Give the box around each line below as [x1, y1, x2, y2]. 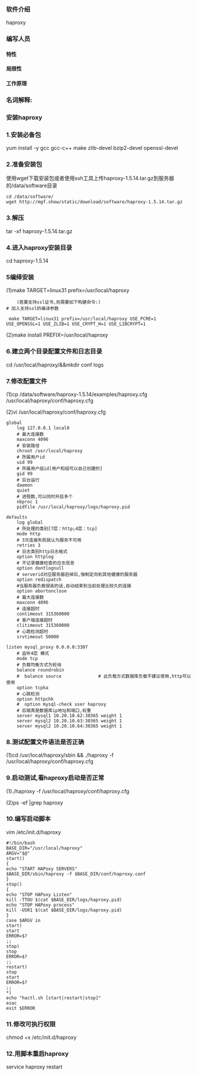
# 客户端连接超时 [16, 617, 53, 623]
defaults [6, 514, 28, 520]
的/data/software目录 [6, 182, 58, 189]
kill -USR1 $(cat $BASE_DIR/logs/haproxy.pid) [6, 907, 122, 913]
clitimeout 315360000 [16, 622, 69, 628]
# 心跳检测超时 [16, 629, 49, 635]
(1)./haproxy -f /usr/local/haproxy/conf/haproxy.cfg [6, 787, 129, 794]
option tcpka [16, 685, 49, 691]
